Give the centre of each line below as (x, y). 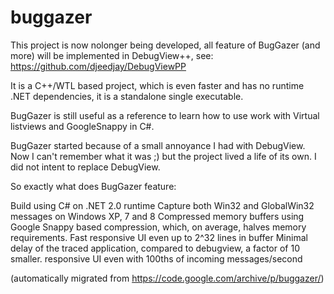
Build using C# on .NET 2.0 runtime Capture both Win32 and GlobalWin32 (162, 205)
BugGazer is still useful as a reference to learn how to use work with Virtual (165, 115)
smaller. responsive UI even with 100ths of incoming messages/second (156, 258)
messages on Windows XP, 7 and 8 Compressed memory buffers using (157, 216)
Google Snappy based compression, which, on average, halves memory (158, 227)
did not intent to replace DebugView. (85, 167)
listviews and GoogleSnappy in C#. (82, 126)
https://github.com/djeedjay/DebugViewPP (98, 66)
